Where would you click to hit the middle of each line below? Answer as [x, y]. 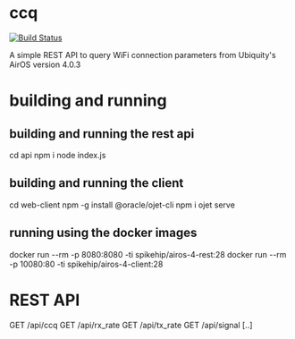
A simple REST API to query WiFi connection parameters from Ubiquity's [143, 55]
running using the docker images [103, 233]
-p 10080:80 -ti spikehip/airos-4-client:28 [86, 264]
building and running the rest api [102, 134]
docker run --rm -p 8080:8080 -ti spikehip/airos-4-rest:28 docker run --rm [148, 254]
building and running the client [97, 183]
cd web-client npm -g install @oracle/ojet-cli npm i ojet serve [122, 205]
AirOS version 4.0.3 [45, 64]
